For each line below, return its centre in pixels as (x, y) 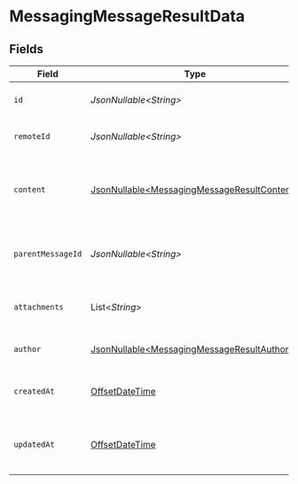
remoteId (32, 136)
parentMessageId (48, 254)
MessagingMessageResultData (127, 16)
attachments (39, 307)
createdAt (34, 391)
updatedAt (34, 445)
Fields (27, 49)
